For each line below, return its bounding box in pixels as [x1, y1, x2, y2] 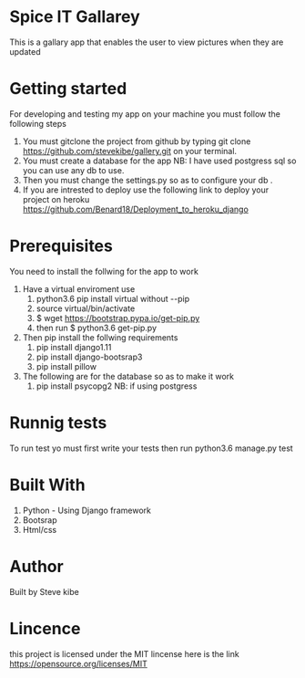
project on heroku [22, 193, 90, 204]
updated [9, 46, 41, 57]
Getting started [9, 78, 127, 99]
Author [9, 556, 64, 577]
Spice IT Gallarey [9, 6, 140, 27]
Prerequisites [9, 235, 114, 256]
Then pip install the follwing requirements [22, 331, 178, 343]
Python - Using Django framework [22, 505, 152, 516]
